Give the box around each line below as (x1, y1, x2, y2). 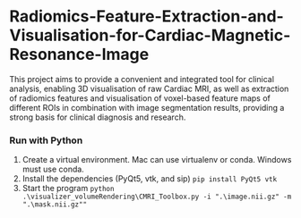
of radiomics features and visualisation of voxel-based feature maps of (9, 92, 271, 104)
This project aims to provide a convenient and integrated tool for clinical (9, 73, 275, 84)
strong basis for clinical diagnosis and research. (9, 112, 186, 122)
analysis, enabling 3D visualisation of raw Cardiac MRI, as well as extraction (9, 83, 289, 94)
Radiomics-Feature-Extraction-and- (9, 6, 284, 27)
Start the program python (21, 183, 115, 194)
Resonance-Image (9, 45, 150, 64)
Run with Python (9, 134, 83, 147)
